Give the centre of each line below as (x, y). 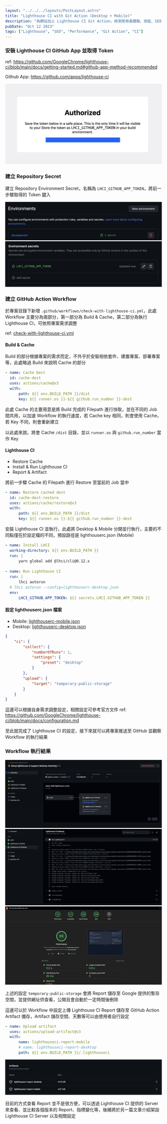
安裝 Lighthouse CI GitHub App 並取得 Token (59, 51)
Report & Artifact (30, 472)
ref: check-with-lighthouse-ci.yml (40, 333)
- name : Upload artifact (31, 1026)
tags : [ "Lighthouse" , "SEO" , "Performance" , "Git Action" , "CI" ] (74, 32)
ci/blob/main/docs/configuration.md (42, 721)
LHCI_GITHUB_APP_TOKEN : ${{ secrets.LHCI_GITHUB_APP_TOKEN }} (84, 598)
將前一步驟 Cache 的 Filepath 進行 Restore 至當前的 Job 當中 (67, 482)
